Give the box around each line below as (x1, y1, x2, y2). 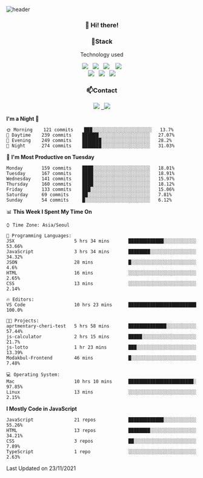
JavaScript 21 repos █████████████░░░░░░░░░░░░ (6, 417, 197, 423)
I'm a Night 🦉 (6, 115, 39, 122)
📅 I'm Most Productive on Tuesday (6, 153, 95, 160)
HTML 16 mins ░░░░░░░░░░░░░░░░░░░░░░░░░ (6, 270, 197, 276)
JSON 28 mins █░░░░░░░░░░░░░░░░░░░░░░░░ (6, 259, 197, 265)
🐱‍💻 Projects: (6, 318, 39, 324)
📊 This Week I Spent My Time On (6, 208, 92, 215)
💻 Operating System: (6, 371, 61, 378)
